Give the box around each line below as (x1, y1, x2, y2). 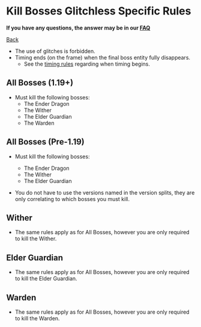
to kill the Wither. (14, 235, 57, 242)
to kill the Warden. (14, 315, 60, 322)
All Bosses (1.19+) (6, 78, 74, 88)
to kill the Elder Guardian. (14, 275, 77, 282)
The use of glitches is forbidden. (14, 47, 96, 55)
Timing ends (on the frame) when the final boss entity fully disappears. (14, 54, 191, 61)
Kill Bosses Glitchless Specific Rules (6, 4, 191, 18)
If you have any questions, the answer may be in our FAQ (6, 24, 151, 31)
